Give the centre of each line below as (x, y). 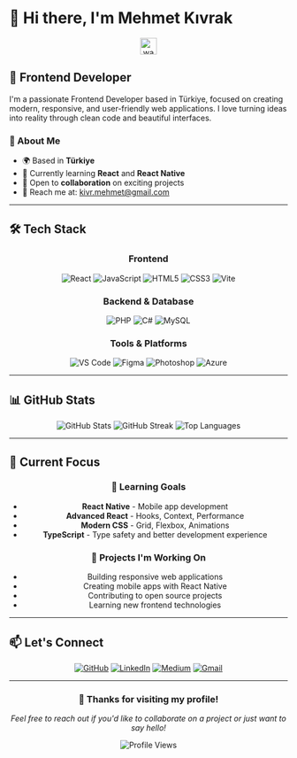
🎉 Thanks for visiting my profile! (148, 699)
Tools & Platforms (148, 343)
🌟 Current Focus (55, 462)
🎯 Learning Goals (148, 487)
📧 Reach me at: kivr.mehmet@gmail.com (95, 192)
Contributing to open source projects (155, 596)
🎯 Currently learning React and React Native (103, 174)
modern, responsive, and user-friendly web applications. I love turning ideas (148, 108)
